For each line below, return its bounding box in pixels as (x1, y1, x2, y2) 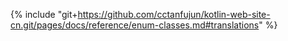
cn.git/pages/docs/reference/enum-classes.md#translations (10, 19, 260, 31)
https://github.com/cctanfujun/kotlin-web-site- (77, 9, 271, 20)
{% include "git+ (10, 9, 78, 20)
